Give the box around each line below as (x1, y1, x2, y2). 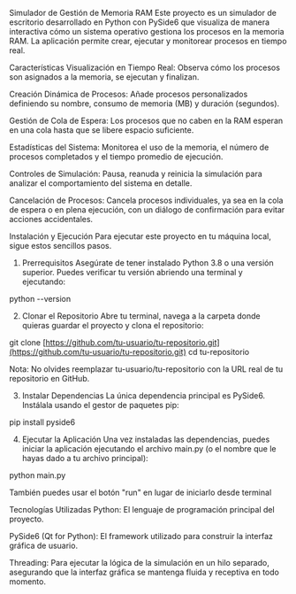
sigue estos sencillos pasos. (9, 241, 112, 251)
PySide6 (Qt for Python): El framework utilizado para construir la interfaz (9, 531, 274, 541)
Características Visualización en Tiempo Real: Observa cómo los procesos (9, 62, 281, 73)
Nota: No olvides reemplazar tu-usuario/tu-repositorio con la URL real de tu (9, 364, 284, 374)
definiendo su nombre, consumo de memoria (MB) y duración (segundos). (9, 98, 280, 109)
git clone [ (9, 337, 46, 348)
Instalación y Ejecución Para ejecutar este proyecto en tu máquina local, (9, 231, 271, 242)
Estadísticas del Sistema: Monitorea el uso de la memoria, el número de (9, 142, 269, 152)
